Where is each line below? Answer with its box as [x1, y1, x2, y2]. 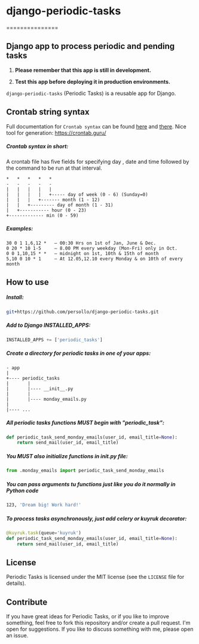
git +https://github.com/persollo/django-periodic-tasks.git [6, 309, 160, 315]
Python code [6, 487, 39, 494]
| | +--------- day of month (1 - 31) [6, 202, 114, 208]
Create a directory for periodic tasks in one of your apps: [6, 349, 151, 357]
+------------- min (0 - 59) [6, 212, 79, 219]
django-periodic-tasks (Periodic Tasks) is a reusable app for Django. [6, 90, 176, 97]
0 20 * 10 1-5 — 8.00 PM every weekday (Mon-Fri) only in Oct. [6, 245, 178, 252]
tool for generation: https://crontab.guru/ [6, 129, 106, 136]
